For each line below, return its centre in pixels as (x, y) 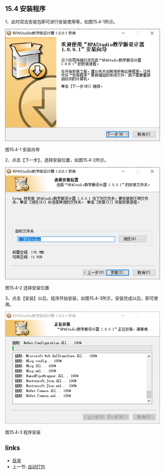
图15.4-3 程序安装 (23, 432)
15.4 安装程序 (25, 9)
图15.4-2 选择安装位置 (27, 288)
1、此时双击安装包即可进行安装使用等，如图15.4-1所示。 (61, 22)
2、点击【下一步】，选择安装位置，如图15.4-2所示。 (57, 160)
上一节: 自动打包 (28, 467)
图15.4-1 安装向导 (23, 149)
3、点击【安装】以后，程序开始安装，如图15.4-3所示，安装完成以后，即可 (80, 298)
